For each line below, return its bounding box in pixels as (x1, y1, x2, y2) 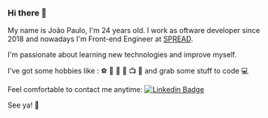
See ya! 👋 (7, 100, 40, 110)
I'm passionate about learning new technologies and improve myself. (7, 50, 237, 60)
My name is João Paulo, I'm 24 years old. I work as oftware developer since (7, 26, 261, 36)
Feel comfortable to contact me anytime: (7, 85, 143, 95)
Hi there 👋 (7, 7, 48, 19)
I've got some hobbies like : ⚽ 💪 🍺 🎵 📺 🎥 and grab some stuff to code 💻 (7, 66, 249, 76)
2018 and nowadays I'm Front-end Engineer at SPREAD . (7, 34, 194, 44)
